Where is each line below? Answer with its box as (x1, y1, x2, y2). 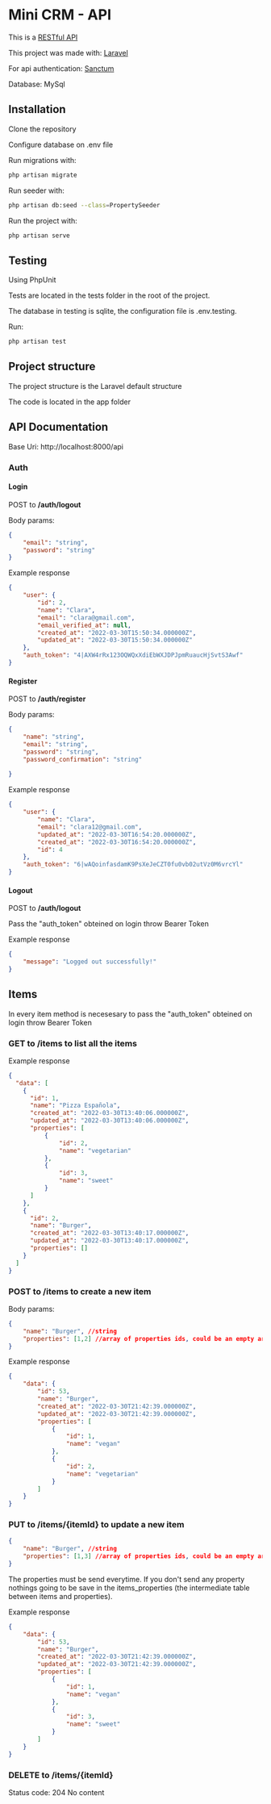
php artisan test (8, 337, 67, 346)
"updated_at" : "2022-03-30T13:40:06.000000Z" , (29, 1117, 190, 1125)
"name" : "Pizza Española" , (29, 1101, 121, 1110)
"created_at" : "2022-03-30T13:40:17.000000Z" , (29, 1229, 190, 1238)
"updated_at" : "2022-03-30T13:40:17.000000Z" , (29, 1237, 190, 1245)
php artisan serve (8, 232, 70, 240)
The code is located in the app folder (8, 397, 131, 407)
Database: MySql (8, 79, 66, 89)
